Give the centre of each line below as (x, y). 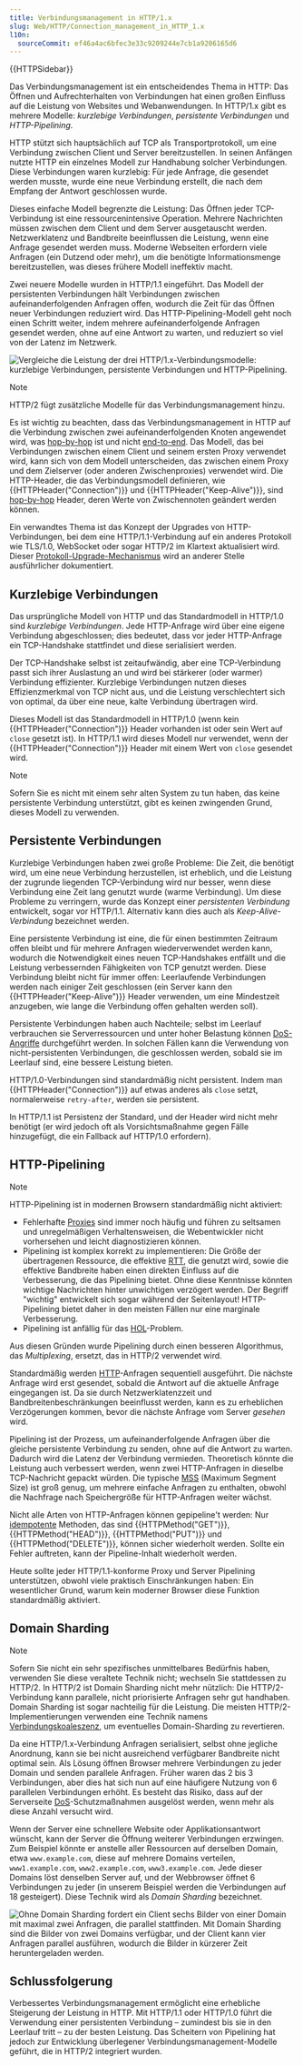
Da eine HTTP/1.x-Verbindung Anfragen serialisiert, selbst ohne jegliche (144, 1743)
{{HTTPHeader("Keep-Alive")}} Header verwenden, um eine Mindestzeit (145, 996)
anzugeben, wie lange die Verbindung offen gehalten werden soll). (134, 1006)
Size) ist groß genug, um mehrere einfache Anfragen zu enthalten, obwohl (148, 1487)
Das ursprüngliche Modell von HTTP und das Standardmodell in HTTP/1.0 (147, 617)
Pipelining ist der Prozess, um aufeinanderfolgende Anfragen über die (140, 1439)
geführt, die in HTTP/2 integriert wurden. (86, 2051)
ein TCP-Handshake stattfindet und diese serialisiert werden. (123, 646)
